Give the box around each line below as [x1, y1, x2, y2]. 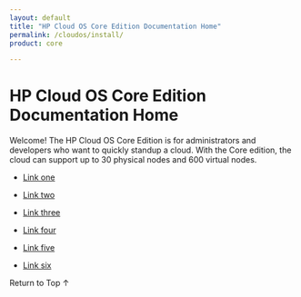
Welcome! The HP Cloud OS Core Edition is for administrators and [9, 135, 256, 146]
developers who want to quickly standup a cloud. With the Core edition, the [9, 144, 292, 155]
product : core [9, 38, 64, 48]
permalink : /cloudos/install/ [9, 30, 125, 39]
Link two [22, 190, 55, 201]
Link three [22, 207, 61, 218]
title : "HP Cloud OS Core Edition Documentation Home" [9, 22, 222, 31]
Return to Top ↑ [9, 278, 70, 289]
